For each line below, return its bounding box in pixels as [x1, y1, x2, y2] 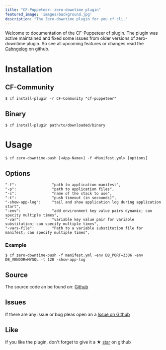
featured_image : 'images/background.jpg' [5, 12, 92, 17]
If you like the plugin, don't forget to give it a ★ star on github [5, 339, 131, 345]
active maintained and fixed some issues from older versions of [5, 35, 135, 41]
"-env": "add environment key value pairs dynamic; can [5, 208, 153, 213]
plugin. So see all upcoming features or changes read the [26, 41, 144, 47]
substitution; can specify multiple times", [5, 221, 99, 226]
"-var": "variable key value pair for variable [5, 217, 135, 222]
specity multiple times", [5, 212, 59, 217]
